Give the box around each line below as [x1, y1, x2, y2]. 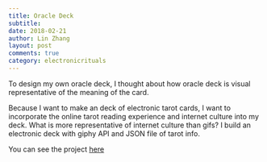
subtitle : [8, 19, 42, 27]
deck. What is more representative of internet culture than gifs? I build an [8, 120, 252, 130]
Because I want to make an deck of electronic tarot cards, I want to [8, 102, 232, 113]
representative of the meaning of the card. [8, 87, 149, 97]
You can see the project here [8, 144, 105, 154]
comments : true [8, 49, 60, 57]
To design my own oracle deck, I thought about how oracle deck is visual [8, 78, 251, 89]
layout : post [8, 42, 52, 50]
